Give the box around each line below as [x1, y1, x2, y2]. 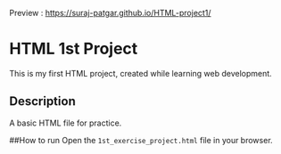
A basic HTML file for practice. [9, 118, 122, 128]
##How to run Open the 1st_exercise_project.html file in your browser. [9, 134, 274, 145]
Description [9, 93, 76, 109]
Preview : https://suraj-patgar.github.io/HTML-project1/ [9, 8, 211, 18]
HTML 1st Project [9, 39, 138, 59]
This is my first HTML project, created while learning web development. [9, 68, 272, 78]
